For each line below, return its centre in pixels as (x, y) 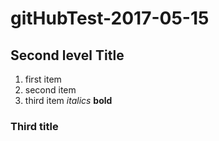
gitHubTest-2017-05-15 (110, 18)
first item (43, 79)
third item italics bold (68, 100)
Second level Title (67, 55)
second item (50, 90)
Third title (34, 126)
